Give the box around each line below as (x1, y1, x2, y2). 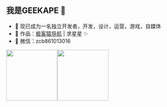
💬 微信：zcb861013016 (14, 37, 71, 45)
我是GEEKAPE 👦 (6, 5, 66, 16)
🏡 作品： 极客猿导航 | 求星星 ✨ (14, 30, 88, 37)
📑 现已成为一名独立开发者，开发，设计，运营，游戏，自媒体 (14, 23, 161, 30)
